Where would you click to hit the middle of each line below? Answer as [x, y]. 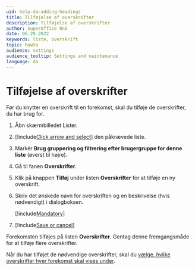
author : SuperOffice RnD [37, 28]
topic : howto [22, 45]
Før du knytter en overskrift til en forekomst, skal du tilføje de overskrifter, [96, 107]
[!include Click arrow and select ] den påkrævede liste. [80, 137]
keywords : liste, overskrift [42, 39]
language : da [22, 61]
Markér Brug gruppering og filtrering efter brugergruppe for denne [98, 148]
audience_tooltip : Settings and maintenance [62, 56]
